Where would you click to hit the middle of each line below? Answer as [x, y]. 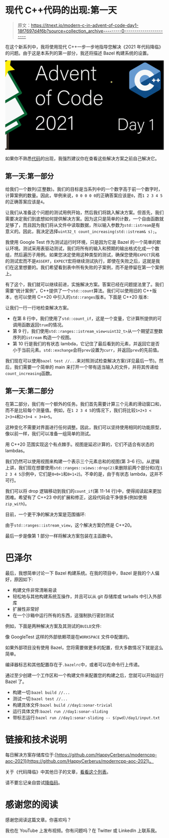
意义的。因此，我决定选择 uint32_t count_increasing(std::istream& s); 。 [82, 231]
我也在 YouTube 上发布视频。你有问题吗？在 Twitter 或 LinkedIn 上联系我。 [82, 830]
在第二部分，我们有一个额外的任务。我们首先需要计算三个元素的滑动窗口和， [84, 404]
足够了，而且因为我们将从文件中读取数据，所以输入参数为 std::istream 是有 [82, 225]
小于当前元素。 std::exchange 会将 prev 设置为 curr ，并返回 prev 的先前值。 [87, 350]
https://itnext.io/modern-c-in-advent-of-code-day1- [85, 25]
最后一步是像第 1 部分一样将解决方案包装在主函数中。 [60, 536]
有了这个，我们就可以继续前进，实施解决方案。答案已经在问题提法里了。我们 [84, 284]
